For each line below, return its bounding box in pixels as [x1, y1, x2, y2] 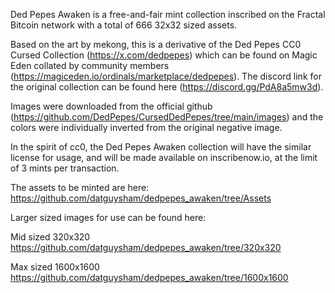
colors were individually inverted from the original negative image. [10, 122, 283, 133]
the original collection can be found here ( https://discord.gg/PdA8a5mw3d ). [10, 81, 324, 93]
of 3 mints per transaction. [10, 162, 120, 174]
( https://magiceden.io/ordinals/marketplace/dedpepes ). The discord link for [10, 70, 322, 82]
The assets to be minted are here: [10, 182, 150, 193]
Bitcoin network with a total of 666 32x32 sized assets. [10, 19, 238, 31]
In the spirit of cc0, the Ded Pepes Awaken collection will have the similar [10, 141, 312, 153]
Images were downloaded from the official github [10, 100, 213, 112]
